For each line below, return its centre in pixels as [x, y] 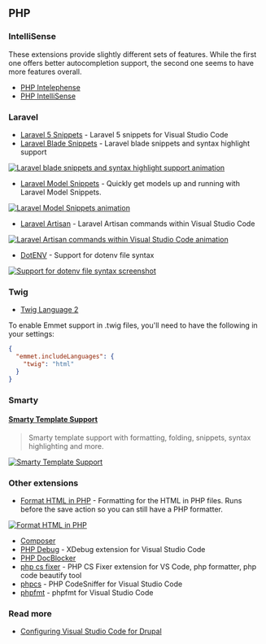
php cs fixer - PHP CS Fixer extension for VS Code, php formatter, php [138, 567]
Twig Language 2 [49, 310]
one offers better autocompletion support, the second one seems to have [131, 63]
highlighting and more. [66, 446]
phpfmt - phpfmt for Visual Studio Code [87, 593]
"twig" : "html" [49, 364]
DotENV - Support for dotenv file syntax [87, 255]
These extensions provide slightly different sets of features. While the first [133, 54]
